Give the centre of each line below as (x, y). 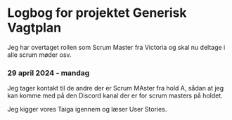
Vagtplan (34, 28)
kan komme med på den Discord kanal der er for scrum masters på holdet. (115, 95)
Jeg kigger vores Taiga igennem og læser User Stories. (87, 109)
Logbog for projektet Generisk (97, 13)
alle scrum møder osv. (39, 55)
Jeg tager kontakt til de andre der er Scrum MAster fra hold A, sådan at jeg (116, 88)
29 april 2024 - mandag (49, 73)
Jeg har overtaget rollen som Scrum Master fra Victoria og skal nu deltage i (116, 47)
